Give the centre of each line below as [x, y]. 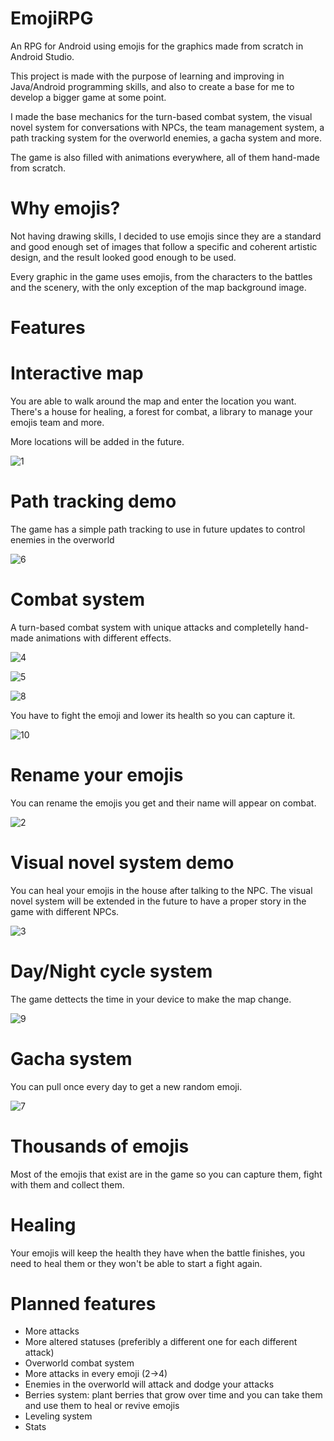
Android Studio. [42, 56]
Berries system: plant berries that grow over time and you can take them [173, 1395]
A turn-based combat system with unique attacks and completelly [146, 627]
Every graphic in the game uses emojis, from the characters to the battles [161, 276]
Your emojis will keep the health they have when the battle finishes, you [157, 1253]
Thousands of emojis [100, 1146]
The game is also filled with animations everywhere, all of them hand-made [165, 157]
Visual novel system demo [122, 863]
